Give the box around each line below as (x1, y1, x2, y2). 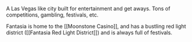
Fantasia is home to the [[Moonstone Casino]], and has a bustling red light (6, 23, 186, 30)
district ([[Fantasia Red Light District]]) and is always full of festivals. (6, 29, 173, 36)
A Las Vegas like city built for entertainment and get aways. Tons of (6, 5, 171, 12)
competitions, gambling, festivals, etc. (6, 11, 99, 18)
